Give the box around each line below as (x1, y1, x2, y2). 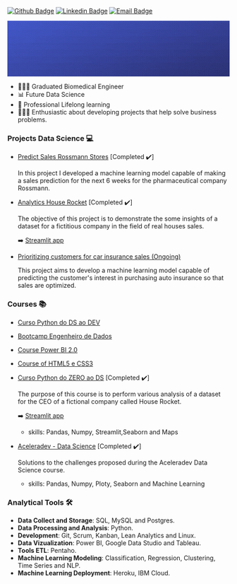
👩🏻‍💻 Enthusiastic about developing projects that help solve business (17, 108, 217, 116)
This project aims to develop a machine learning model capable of (17, 266, 210, 275)
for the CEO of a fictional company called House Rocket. (17, 397, 182, 406)
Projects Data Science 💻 (7, 133, 94, 143)
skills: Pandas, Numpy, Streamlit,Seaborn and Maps (28, 428, 178, 436)
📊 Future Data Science (17, 90, 85, 98)
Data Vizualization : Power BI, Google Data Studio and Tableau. (17, 538, 202, 547)
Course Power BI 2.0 (17, 345, 78, 354)
